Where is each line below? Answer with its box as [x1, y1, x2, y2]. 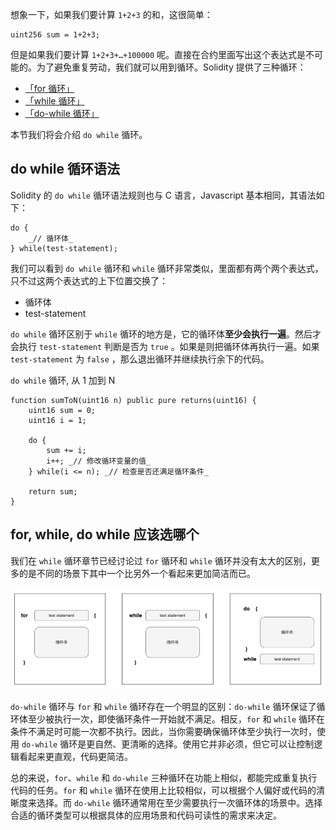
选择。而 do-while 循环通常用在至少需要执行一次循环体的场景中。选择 [36, 796, 323, 808]
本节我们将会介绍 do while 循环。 [10, 129, 148, 140]
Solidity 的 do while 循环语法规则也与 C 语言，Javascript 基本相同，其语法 [10, 189, 317, 201]
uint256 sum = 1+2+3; [10, 30, 101, 40]
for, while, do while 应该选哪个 [10, 526, 200, 543]
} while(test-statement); [10, 243, 118, 253]
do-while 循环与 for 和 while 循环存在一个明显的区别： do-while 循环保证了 [10, 700, 317, 712]
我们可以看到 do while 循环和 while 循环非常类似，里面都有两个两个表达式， [10, 262, 324, 274]
